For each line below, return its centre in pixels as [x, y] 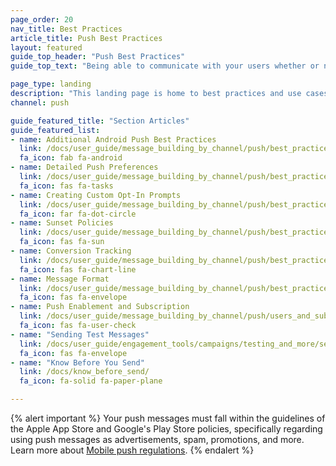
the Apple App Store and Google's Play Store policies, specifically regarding [166, 429]
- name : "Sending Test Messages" [80, 334]
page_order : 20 [42, 19]
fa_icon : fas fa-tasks [66, 186]
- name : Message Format [60, 279]
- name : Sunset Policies [62, 223]
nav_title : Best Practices [66, 29]
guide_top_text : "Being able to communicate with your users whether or [165, 66]
